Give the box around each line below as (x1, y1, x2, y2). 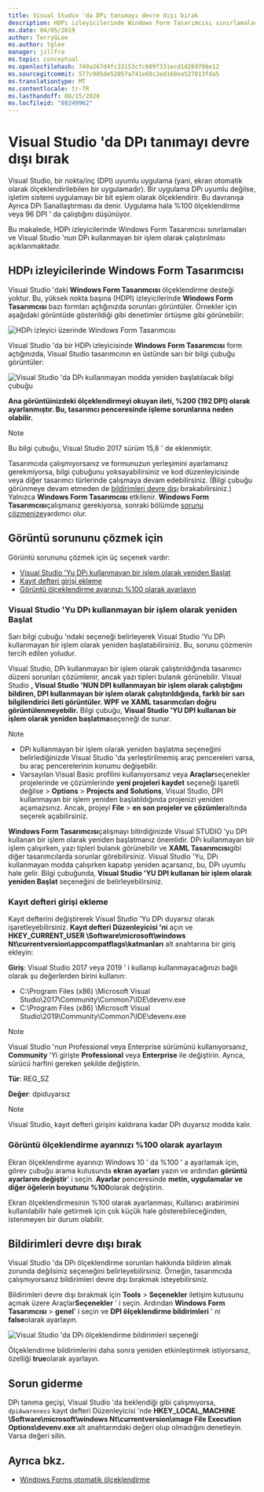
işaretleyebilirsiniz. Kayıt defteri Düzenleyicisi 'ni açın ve (8, 922, 193, 933)
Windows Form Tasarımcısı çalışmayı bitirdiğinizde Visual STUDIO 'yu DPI (8, 826, 247, 836)
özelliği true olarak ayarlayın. (8, 1354, 100, 1364)
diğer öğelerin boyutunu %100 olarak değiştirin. (8, 1182, 164, 1192)
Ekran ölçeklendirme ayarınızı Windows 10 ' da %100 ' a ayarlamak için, (8, 1158, 240, 1167)
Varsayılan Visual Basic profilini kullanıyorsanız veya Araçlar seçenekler (19, 769, 251, 779)
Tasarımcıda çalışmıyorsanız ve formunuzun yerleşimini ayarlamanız (8, 458, 229, 468)
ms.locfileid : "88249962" (8, 99, 93, 107)
